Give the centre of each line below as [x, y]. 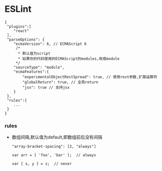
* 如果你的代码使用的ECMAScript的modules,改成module [68, 59]
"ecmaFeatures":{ [31, 72]
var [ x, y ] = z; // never [42, 164]
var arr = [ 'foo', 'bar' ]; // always [54, 155]
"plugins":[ [19, 26]
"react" [21, 31]
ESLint [18, 9]
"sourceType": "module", [39, 67]
